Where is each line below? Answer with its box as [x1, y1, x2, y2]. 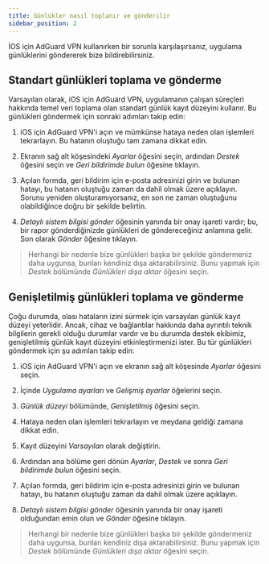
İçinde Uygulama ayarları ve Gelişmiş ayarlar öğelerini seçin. [19, 386, 222, 396]
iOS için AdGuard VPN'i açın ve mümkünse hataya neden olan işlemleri [19, 127, 255, 137]
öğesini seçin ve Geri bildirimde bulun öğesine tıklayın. [19, 160, 201, 170]
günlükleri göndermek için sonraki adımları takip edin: [8, 112, 186, 122]
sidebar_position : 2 [8, 19, 78, 27]
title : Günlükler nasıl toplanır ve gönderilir [8, 11, 171, 20]
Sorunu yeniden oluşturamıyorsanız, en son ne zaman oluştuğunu [19, 193, 237, 202]
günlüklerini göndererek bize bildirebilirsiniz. [8, 50, 155, 60]
